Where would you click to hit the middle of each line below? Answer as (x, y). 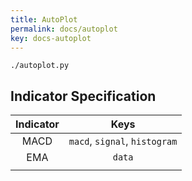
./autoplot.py (40, 66)
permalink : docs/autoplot (64, 29)
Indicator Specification (83, 96)
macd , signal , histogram (123, 141)
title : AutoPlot (44, 19)
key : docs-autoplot (51, 38)
